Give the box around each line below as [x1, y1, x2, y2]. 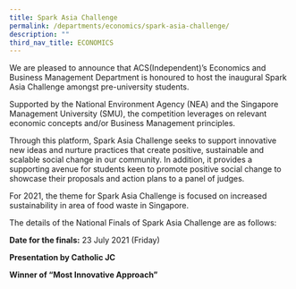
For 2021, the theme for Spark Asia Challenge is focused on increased [9, 191, 267, 201]
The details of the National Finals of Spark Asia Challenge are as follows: [9, 217, 277, 228]
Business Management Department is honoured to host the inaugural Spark [9, 72, 288, 83]
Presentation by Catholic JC [9, 252, 116, 263]
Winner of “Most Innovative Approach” [9, 269, 158, 280]
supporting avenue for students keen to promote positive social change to [9, 164, 282, 174]
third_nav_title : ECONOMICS [9, 38, 114, 47]
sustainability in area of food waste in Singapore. [9, 200, 190, 211]
